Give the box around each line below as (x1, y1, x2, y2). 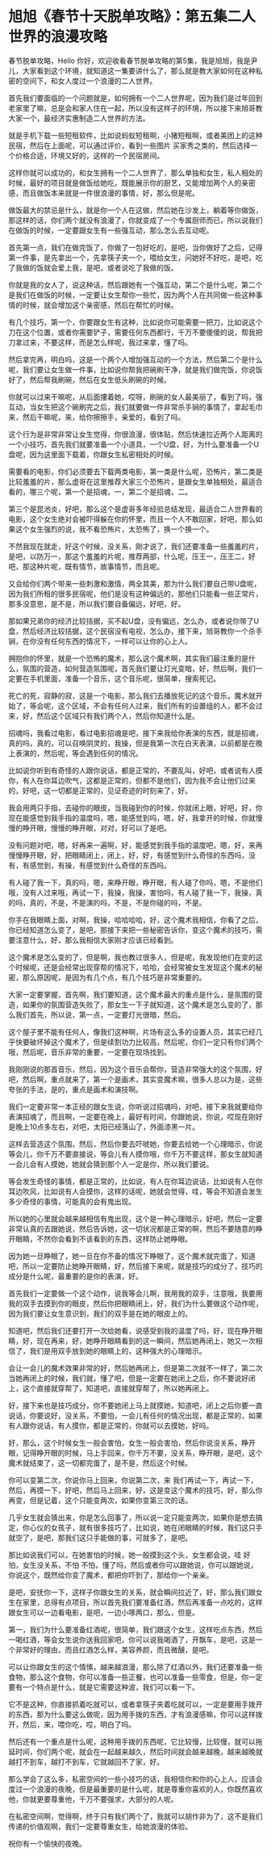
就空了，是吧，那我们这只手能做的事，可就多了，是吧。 (8, 1532, 192, 1543)
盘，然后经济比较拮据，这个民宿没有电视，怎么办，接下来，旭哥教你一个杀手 (8, 626, 263, 636)
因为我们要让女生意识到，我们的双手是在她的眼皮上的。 (8, 1308, 192, 1318)
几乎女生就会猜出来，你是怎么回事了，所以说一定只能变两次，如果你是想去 (8, 1512, 256, 1522)
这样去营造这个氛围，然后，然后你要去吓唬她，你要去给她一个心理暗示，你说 (8, 1139, 263, 1148)
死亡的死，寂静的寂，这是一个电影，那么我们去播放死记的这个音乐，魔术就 (8, 691, 256, 700)
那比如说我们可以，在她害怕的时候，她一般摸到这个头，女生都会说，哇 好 (8, 1550, 251, 1560)
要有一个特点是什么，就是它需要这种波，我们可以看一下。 (8, 1682, 199, 1692)
